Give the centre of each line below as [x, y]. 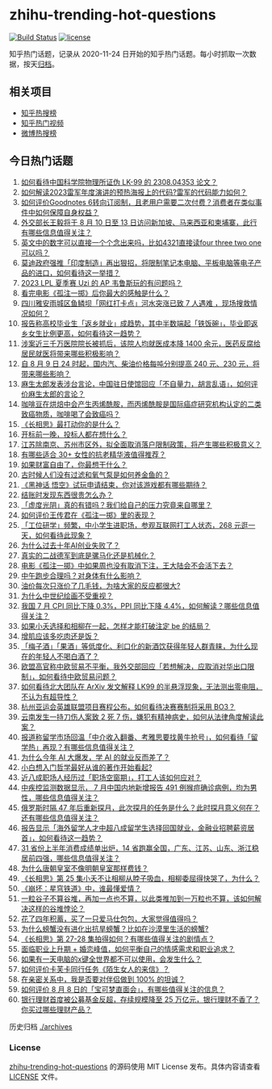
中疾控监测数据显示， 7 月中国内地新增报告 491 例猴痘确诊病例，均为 [135, 787]
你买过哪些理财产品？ [56, 1009]
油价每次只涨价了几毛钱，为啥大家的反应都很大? [100, 585]
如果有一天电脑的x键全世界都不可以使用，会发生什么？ [111, 959]
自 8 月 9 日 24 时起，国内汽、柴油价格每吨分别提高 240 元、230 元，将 [140, 363]
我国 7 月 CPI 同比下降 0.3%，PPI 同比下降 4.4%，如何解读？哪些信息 [136, 605]
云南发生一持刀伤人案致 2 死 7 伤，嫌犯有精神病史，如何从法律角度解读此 [142, 717]
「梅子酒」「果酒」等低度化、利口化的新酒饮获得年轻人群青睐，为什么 [136, 646]
